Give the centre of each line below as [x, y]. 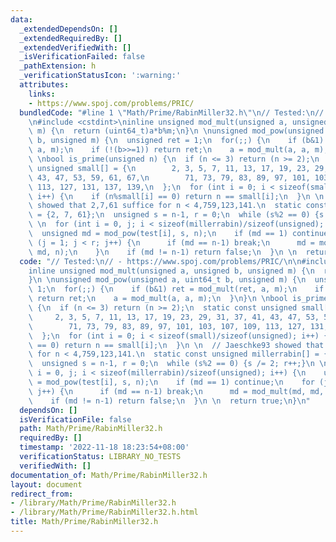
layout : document [46, 484]
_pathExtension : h [58, 66]
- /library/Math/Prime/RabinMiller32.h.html [104, 512]
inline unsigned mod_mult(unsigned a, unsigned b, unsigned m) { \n [171, 271]
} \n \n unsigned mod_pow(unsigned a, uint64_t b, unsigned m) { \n [167, 280]
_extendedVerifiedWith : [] [75, 47]
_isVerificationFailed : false [82, 57]
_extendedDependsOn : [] [68, 29]
